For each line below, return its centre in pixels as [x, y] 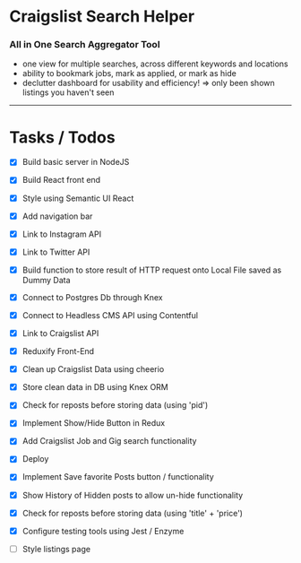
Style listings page [56, 549]
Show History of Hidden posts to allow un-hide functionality [133, 495]
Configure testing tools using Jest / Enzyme [103, 531]
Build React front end [61, 180]
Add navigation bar [57, 216]
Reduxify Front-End [58, 351]
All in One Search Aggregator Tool [85, 45]
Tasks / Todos [62, 137]
